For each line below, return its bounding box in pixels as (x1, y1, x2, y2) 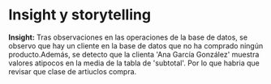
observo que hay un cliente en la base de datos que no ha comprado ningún (8, 40, 264, 50)
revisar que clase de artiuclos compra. (8, 66, 137, 76)
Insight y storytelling (8, 6, 152, 24)
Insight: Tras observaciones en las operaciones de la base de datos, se (8, 32, 248, 42)
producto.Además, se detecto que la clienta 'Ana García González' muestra (8, 49, 260, 59)
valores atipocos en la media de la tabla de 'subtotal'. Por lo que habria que (8, 58, 260, 68)
